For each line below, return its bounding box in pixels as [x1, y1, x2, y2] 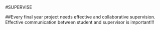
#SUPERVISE [5, 4, 33, 10]
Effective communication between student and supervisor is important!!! [5, 19, 154, 25]
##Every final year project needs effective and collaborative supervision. [5, 14, 155, 19]
